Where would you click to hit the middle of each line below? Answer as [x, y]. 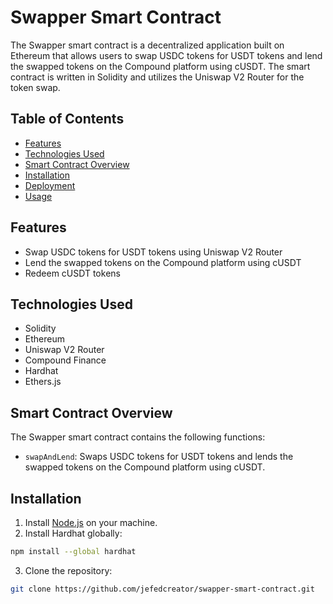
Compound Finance [65, 360]
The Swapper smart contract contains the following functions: [138, 437]
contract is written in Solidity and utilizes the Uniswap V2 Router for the [157, 77]
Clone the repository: [68, 570]
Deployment [50, 185]
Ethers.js [43, 382]
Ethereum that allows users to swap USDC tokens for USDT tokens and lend [166, 55]
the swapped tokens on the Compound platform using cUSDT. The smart [160, 66]
